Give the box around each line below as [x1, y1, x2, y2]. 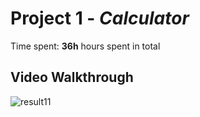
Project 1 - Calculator [10, 7, 190, 30]
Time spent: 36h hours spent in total [10, 40, 161, 52]
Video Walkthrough [10, 69, 134, 86]
